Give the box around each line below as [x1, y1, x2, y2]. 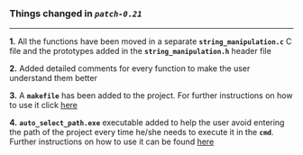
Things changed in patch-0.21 [9, 7, 142, 20]
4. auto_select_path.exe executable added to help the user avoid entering [9, 117, 285, 128]
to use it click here [9, 100, 78, 111]
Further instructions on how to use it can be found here [9, 136, 215, 147]
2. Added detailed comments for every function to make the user [9, 63, 251, 74]
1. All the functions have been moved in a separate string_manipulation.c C [9, 36, 292, 47]
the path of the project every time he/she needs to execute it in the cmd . [9, 127, 274, 138]
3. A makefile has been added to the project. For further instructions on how [9, 90, 293, 101]
